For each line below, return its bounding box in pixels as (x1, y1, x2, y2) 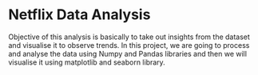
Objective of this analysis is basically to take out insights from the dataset (8, 32, 250, 41)
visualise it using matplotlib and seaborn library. (8, 57, 165, 67)
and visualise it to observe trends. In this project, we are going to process (8, 40, 250, 49)
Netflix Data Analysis (8, 6, 151, 24)
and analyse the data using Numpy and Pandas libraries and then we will (8, 49, 248, 58)
